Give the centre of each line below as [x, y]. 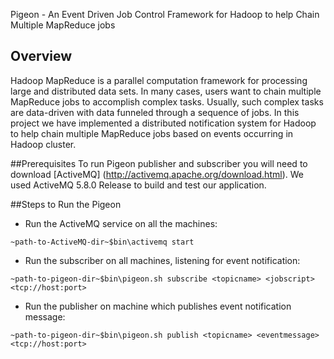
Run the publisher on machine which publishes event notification [158, 306]
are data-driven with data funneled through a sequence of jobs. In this [155, 112]
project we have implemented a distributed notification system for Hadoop [163, 123]
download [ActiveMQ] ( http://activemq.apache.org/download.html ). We [157, 174]
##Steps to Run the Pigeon [66, 204]
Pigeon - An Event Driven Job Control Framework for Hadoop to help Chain [165, 14]
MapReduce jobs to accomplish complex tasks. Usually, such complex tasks [167, 101]
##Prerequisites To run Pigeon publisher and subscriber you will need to [159, 163]
